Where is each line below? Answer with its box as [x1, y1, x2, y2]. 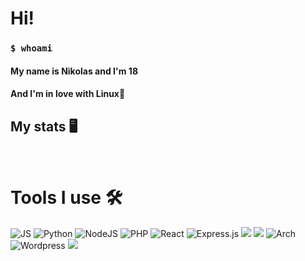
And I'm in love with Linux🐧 [10, 88, 126, 100]
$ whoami [10, 43, 53, 54]
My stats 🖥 [10, 118, 78, 135]
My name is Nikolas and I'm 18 [10, 65, 138, 77]
